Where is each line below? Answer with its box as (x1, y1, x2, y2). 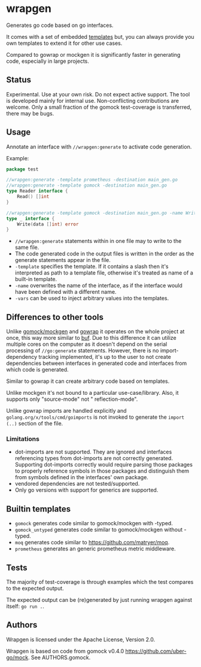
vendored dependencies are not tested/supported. (14, 480, 140, 488)
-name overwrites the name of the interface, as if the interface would (14, 282, 182, 289)
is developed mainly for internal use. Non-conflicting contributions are (6, 97, 179, 104)
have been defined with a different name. (14, 288, 117, 296)
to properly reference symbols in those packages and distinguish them (14, 467, 190, 474)
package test (6, 166, 39, 172)
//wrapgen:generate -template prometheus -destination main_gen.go (6, 177, 178, 183)
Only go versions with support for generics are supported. (14, 486, 159, 494)
